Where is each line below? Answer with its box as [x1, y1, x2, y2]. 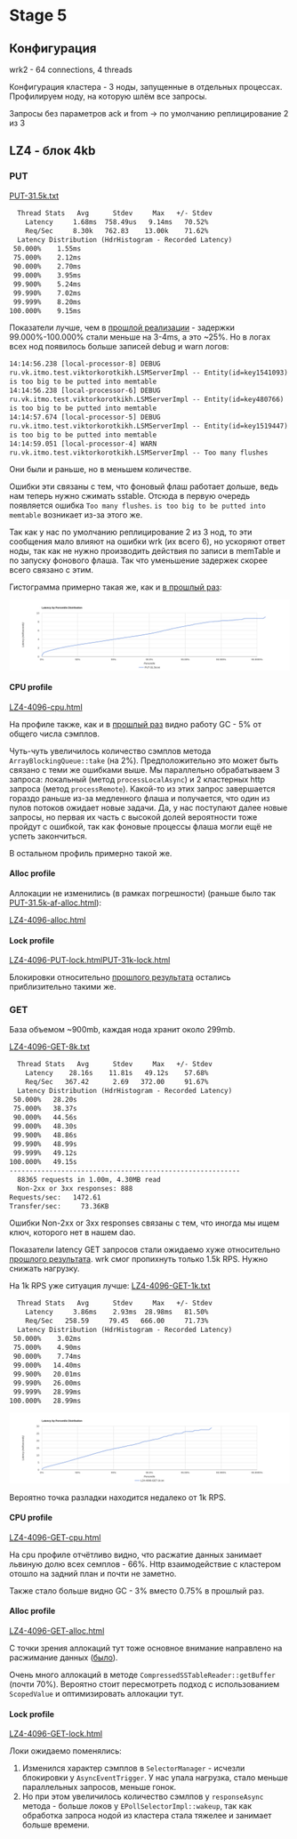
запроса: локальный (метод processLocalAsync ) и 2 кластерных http [9, 774, 265, 784]
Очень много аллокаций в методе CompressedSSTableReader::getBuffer [9, 1669, 276, 1680]
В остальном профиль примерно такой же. [9, 847, 173, 858]
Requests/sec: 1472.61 [9, 1193, 101, 1201]
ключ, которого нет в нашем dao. [9, 1226, 136, 1237]
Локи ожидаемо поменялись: [9, 1746, 122, 1756]
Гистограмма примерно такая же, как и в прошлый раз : [9, 582, 222, 592]
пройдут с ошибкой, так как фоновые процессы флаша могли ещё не [9, 821, 273, 831]
